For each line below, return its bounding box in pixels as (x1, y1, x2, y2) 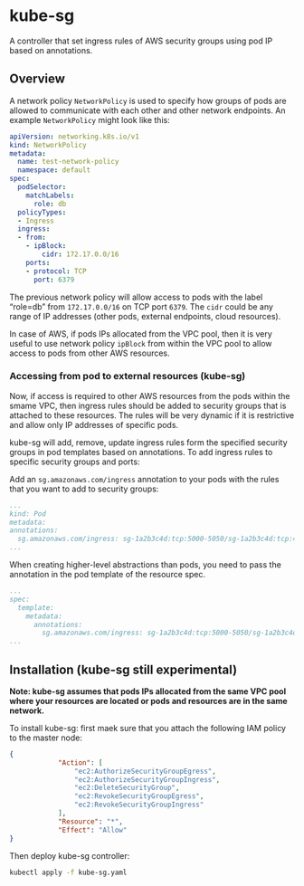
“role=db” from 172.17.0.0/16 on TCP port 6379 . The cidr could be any (9, 300, 274, 312)
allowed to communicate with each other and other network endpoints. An (9, 105, 287, 116)
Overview (9, 71, 66, 87)
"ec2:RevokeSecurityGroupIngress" (73, 800, 204, 810)
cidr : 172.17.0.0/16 (42, 250, 119, 259)
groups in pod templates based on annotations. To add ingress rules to (9, 446, 273, 457)
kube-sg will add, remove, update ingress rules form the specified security (9, 436, 288, 448)
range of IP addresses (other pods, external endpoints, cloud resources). (9, 310, 281, 321)
